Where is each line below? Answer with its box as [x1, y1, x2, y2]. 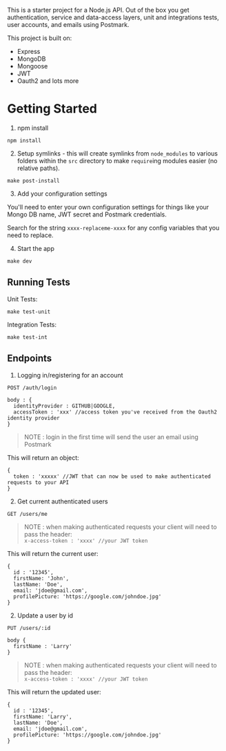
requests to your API [7, 479, 70, 486]
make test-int [7, 333, 48, 341]
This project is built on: [7, 34, 72, 42]
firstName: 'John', [13, 575, 70, 582]
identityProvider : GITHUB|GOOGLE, [13, 402, 116, 409]
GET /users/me [7, 510, 48, 517]
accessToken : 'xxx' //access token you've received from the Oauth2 [13, 408, 217, 416]
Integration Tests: [7, 320, 57, 328]
